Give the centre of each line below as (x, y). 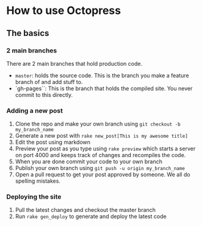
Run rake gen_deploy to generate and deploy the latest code (91, 216)
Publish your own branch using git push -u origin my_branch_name (100, 168)
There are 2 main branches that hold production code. (74, 63)
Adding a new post (34, 110)
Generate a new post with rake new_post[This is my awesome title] (101, 136)
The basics (28, 33)
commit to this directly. (44, 94)
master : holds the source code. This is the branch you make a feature (102, 75)
